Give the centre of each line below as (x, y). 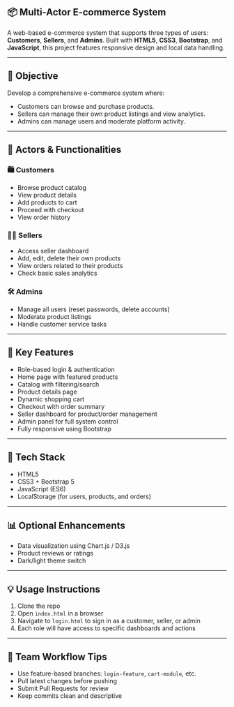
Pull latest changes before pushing (67, 680)
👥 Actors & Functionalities (64, 150)
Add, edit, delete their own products (69, 258)
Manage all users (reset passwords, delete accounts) (93, 309)
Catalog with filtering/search (58, 384)
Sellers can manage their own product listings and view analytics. (111, 114)
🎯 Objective (33, 76)
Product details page (47, 392)
